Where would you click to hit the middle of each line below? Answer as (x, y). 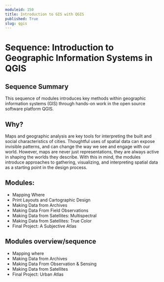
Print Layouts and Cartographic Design (51, 200)
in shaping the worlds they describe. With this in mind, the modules (73, 157)
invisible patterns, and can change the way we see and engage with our (78, 147)
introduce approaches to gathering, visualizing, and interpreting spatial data (82, 162)
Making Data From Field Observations (50, 210)
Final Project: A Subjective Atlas (44, 226)
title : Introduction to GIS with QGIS (45, 14)
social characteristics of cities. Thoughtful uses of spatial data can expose (80, 141)
